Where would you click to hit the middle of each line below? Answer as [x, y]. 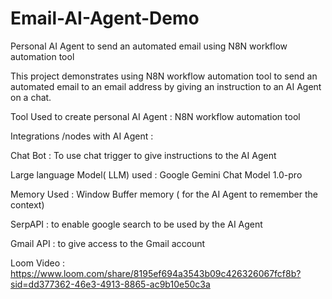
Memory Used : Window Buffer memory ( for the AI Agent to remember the [164, 194]
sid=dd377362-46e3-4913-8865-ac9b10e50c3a [110, 284]
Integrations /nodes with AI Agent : [82, 136]
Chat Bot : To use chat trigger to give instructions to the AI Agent [143, 155]
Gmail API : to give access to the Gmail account [108, 243]
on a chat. [31, 97]
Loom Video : [38, 263]
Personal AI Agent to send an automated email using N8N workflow [149, 46]
